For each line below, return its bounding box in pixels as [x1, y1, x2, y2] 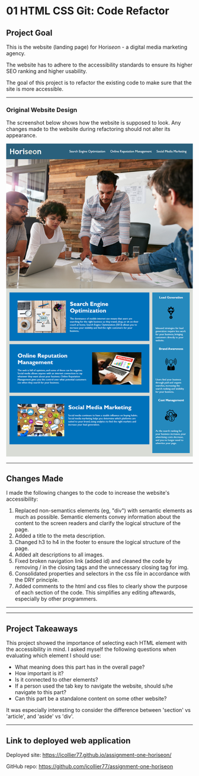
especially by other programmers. [14, 595, 98, 603]
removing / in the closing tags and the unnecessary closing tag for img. [14, 564, 189, 571]
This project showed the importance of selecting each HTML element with [6, 640, 188, 647]
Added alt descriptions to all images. [14, 551, 104, 558]
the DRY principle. [14, 577, 59, 584]
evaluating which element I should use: [6, 652, 101, 659]
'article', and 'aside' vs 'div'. [6, 713, 74, 720]
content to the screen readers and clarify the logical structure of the [14, 520, 181, 527]
